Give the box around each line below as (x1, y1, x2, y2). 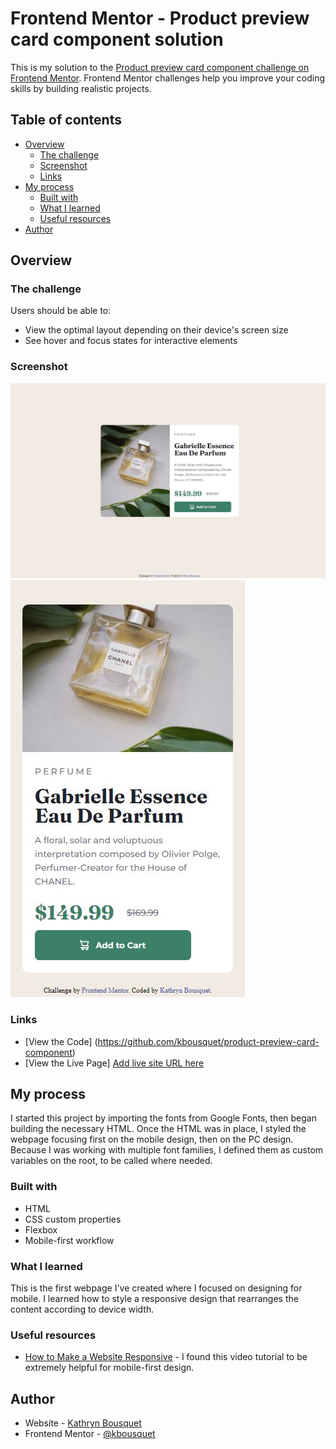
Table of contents (10, 112, 122, 129)
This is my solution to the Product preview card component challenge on (10, 61, 310, 73)
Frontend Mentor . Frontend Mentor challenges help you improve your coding (10, 72, 326, 84)
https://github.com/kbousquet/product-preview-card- (97, 1035, 320, 1047)
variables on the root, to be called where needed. (10, 1155, 213, 1167)
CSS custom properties (24, 1213, 122, 1225)
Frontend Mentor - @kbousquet (24, 1428, 156, 1440)
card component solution (10, 28, 224, 51)
